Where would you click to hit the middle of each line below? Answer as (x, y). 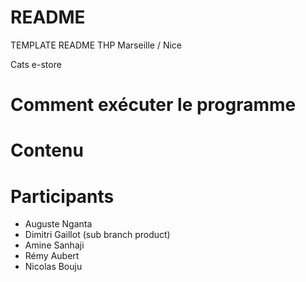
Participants (62, 196)
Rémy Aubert (52, 256)
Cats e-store (36, 64)
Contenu (47, 150)
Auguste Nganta (58, 224)
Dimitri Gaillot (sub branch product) (97, 235)
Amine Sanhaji (54, 245)
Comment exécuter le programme (153, 105)
